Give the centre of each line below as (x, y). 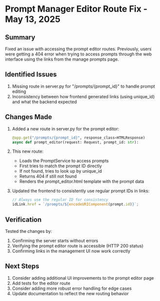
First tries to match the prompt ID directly (61, 166)
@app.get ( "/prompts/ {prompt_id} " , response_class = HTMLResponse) (79, 138)
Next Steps (22, 266)
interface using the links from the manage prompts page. (62, 59)
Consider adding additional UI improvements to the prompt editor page (83, 278)
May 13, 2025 (33, 19)
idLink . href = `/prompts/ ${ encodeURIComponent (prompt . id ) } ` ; (75, 204)
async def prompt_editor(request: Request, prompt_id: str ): (75, 142)
